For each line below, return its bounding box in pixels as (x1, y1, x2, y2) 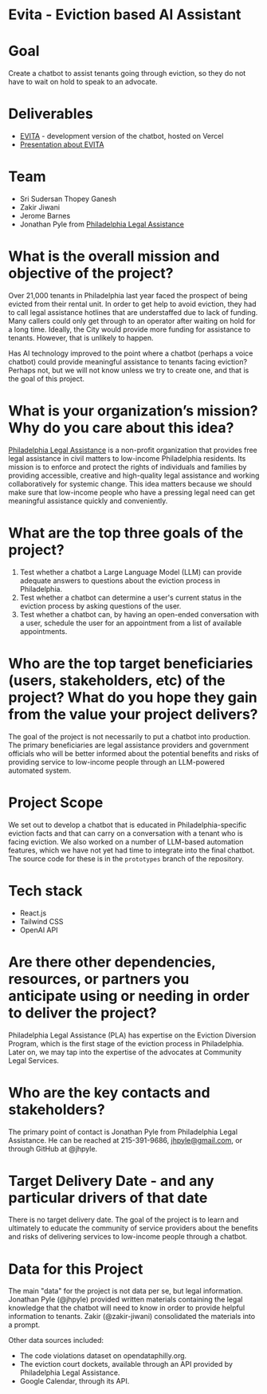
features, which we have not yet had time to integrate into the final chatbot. (8, 845, 255, 855)
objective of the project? (8, 265, 174, 282)
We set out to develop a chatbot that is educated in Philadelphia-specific (8, 820, 247, 829)
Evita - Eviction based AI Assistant (8, 6, 241, 24)
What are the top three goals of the (8, 524, 244, 542)
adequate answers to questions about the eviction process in (19, 576, 221, 585)
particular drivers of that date (8, 1188, 208, 1207)
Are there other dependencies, (8, 953, 216, 971)
